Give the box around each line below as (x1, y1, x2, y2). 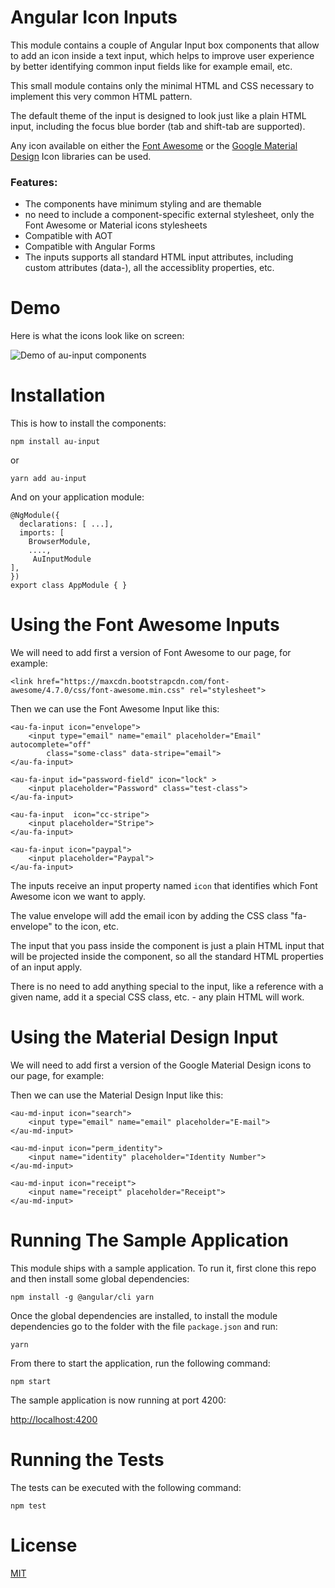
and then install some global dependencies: (10, 1272, 190, 1285)
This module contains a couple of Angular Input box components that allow (10, 39, 320, 51)
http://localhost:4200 (10, 1413, 98, 1425)
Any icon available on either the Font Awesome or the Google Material (10, 139, 298, 151)
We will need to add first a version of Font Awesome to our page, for (10, 647, 292, 659)
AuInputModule (32, 554, 92, 565)
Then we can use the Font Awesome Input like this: (10, 703, 220, 715)
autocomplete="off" (10, 740, 92, 750)
